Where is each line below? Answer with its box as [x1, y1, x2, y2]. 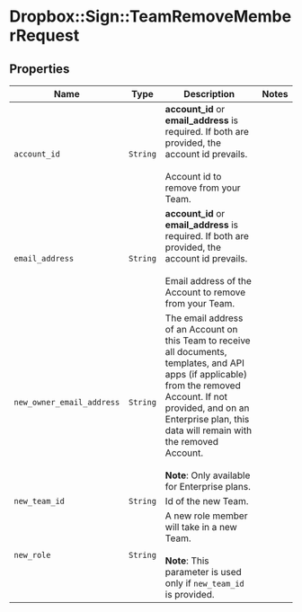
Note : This [164, 554, 209, 567]
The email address [164, 312, 244, 324]
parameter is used [164, 566, 243, 578]
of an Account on [164, 324, 238, 335]
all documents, [164, 346, 227, 358]
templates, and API [164, 357, 244, 369]
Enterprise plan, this [164, 413, 250, 425]
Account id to [164, 171, 222, 182]
